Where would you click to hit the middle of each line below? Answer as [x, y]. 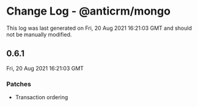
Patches [19, 84]
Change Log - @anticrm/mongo [89, 11]
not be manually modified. [39, 34]
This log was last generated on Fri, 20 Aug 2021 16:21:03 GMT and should [99, 28]
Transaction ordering [42, 97]
